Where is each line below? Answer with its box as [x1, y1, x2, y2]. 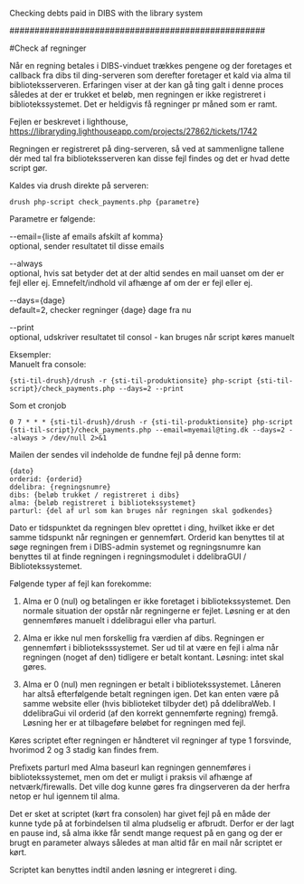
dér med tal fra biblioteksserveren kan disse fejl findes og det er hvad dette [9, 153, 290, 164]
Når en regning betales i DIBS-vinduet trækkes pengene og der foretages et [9, 61, 292, 71]
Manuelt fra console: [9, 359, 87, 369]
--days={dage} [9, 295, 66, 306]
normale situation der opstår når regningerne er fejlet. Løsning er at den [22, 605, 291, 616]
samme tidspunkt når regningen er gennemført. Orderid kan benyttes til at [9, 532, 285, 542]
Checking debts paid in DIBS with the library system [9, 8, 204, 18]
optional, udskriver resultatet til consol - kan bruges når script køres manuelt [9, 332, 295, 342]
